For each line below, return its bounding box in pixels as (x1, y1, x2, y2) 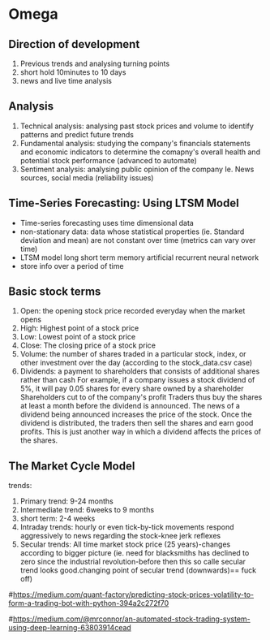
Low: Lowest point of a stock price (19, 332, 136, 342)
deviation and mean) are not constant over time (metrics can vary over (19, 235, 256, 244)
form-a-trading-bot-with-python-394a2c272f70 (8, 599, 169, 608)
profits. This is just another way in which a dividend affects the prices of (19, 427, 262, 437)
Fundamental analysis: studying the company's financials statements (19, 138, 251, 148)
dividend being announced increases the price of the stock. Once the (19, 409, 253, 419)
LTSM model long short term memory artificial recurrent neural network (19, 253, 259, 262)
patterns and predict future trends (19, 129, 135, 139)
